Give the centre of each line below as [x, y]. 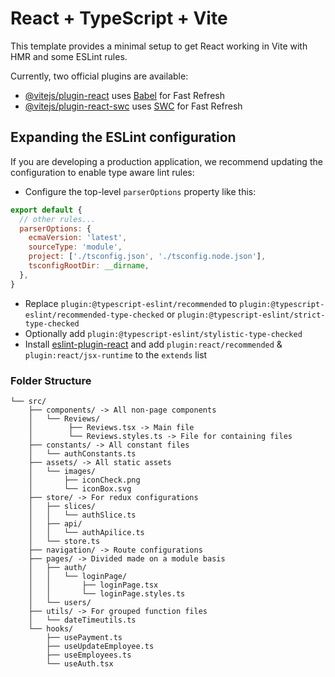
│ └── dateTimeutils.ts [82, 620]
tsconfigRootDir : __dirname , [89, 266]
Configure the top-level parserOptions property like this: [140, 191]
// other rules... [58, 219]
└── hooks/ [51, 628]
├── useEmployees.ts [89, 655]
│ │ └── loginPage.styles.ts [107, 593]
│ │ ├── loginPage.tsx [93, 585]
